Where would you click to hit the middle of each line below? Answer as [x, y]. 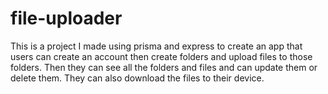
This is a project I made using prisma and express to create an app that [156, 46]
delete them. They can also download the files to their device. [137, 78]
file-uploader [66, 18]
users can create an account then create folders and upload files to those [161, 56]
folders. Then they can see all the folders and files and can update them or [164, 67]
